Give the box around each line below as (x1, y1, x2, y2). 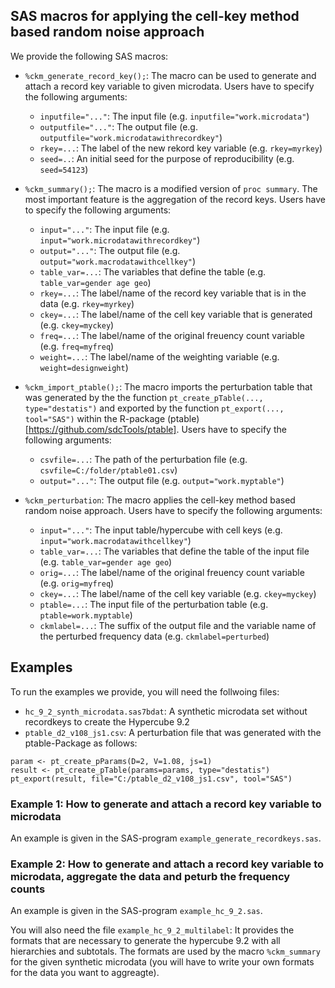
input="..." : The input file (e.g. (39, 223, 170, 235)
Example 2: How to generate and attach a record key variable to (10, 857, 325, 871)
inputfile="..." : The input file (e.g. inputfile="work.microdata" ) (39, 110, 310, 122)
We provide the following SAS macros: (10, 50, 169, 62)
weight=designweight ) (39, 361, 129, 373)
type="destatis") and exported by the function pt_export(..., (24, 402, 285, 414)
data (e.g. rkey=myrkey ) (39, 297, 135, 309)
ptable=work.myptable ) (39, 609, 133, 621)
